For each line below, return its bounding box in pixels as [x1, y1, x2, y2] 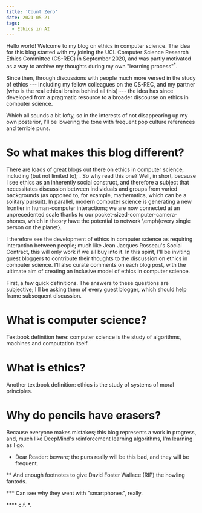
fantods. [6, 477, 27, 485]
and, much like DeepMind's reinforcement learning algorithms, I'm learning [6, 435, 193, 442]
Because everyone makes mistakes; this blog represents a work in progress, [6, 428, 197, 436]
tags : [6, 20, 20, 26]
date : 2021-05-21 [6, 15, 50, 21]
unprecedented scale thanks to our [6, 211, 94, 218]
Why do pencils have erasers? [6, 408, 161, 422]
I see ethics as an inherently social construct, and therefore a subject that [6, 178, 189, 186]
